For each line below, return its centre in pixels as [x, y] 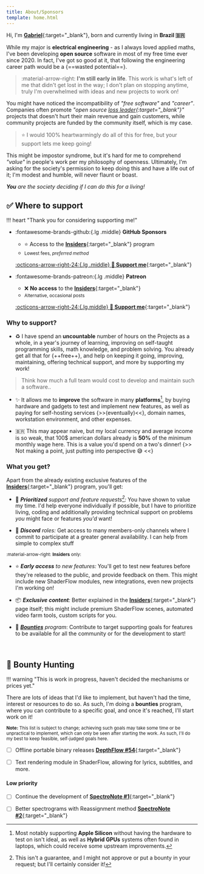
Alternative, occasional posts [54, 296]
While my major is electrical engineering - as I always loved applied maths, [101, 47]
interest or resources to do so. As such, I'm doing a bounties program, [95, 704]
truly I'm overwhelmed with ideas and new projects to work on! [100, 91]
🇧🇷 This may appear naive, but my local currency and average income [104, 431]
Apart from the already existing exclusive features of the [77, 480]
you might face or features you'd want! [63, 519]
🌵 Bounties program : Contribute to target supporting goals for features [104, 627]
